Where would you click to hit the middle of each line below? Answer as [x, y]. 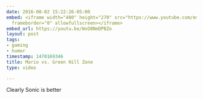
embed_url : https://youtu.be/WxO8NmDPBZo [59, 28]
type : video [21, 67]
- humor [16, 51]
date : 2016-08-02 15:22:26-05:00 [48, 12]
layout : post [23, 34]
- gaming [17, 46]
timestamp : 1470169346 [35, 56]
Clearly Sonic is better [34, 90]
